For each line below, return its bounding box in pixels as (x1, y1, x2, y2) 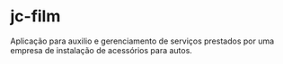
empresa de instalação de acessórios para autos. (10, 44, 192, 55)
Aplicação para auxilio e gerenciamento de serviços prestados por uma (10, 36, 275, 46)
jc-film (10, 6, 61, 27)
